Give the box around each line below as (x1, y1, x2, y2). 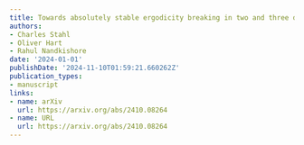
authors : (9, 22, 43, 31)
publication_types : (9, 72, 83, 81)
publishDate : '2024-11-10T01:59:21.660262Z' (9, 64, 180, 73)
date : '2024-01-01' (9, 55, 83, 64)
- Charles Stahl (9, 30, 71, 39)
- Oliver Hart (9, 38, 63, 48)
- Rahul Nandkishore (9, 47, 88, 56)
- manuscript (9, 80, 59, 89)
